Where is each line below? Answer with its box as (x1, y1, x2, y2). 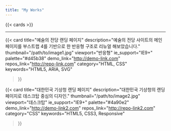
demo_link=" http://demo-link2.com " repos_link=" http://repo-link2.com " (5, 105, 156, 111)
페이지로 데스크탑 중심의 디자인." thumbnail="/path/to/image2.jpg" (5, 93, 140, 99)
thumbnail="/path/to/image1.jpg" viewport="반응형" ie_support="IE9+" (5, 49, 153, 56)
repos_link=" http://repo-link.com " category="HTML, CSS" (5, 61, 127, 67)
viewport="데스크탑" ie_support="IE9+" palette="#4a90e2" (5, 99, 129, 105)
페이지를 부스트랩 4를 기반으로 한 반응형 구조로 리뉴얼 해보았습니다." (5, 43, 140, 49)
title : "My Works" (5, 7, 44, 13)
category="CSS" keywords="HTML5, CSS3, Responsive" (5, 110, 125, 116)
